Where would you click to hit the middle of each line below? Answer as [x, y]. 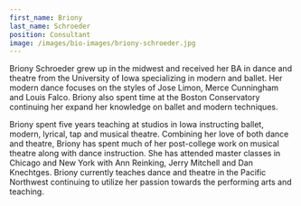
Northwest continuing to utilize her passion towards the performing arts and [150, 183]
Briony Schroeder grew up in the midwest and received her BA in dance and [150, 69]
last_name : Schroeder [50, 26]
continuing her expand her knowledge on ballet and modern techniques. [144, 107]
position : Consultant [50, 34]
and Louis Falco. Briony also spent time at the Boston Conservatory [135, 98]
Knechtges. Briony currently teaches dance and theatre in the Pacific [138, 173]
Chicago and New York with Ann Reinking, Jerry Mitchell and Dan [132, 163]
